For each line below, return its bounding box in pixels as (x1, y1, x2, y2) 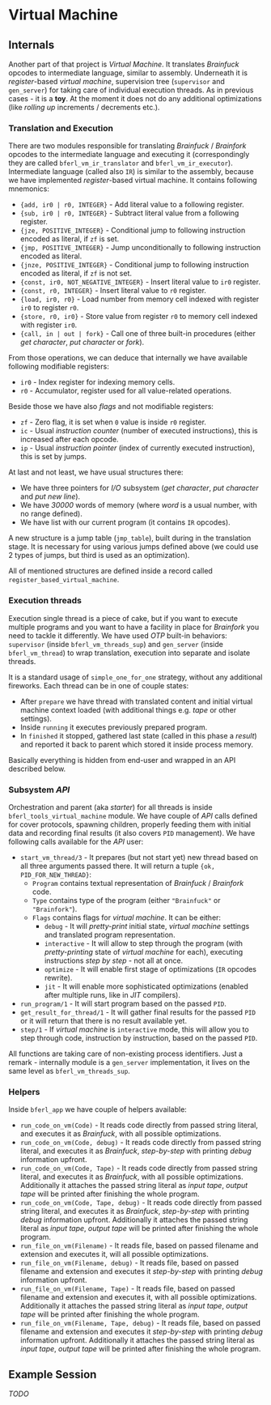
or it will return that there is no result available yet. (19, 1015, 188, 1025)
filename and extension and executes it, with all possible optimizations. (19, 1292, 257, 1302)
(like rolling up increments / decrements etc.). (8, 103, 160, 112)
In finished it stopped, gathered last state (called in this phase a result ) (19, 730, 257, 740)
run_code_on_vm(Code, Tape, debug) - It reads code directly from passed (19, 1198, 262, 1207)
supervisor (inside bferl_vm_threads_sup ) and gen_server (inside (8, 639, 224, 649)
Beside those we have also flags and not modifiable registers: (8, 402, 214, 411)
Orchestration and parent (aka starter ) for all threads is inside (8, 802, 213, 811)
